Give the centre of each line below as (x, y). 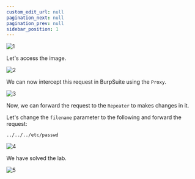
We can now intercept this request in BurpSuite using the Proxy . (86, 82)
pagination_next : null (35, 18)
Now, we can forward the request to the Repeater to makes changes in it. (98, 106)
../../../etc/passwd (33, 135)
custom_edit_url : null (35, 12)
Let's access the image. (36, 58)
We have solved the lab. (37, 158)
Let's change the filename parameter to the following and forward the (94, 117)
